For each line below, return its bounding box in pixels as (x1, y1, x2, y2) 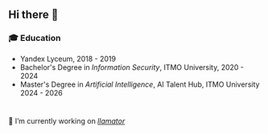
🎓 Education (8, 33, 61, 44)
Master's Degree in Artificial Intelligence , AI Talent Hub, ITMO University (19, 79, 260, 89)
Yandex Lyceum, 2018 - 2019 (19, 54, 117, 63)
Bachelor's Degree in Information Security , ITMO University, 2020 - (19, 62, 244, 72)
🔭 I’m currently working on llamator (8, 116, 126, 125)
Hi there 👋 (8, 8, 59, 22)
